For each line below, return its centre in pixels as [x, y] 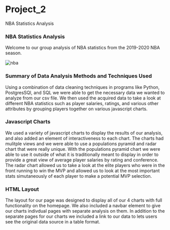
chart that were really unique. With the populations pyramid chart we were [83, 149]
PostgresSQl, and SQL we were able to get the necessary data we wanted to [85, 92]
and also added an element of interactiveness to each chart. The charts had [84, 138]
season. [13, 53]
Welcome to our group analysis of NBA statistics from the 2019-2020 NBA [83, 48]
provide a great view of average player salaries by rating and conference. [82, 160]
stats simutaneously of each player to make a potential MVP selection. [79, 176]
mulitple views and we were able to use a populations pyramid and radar [81, 144]
